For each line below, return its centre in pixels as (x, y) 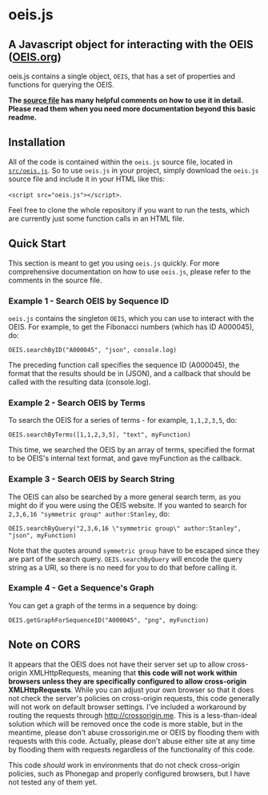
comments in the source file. (55, 280)
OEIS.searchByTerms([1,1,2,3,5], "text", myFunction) (100, 435)
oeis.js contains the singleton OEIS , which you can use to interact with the (131, 318)
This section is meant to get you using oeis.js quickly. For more (114, 263)
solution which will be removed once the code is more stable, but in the (126, 724)
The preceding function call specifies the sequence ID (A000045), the (124, 365)
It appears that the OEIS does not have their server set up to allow (117, 664)
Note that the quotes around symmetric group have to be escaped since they (134, 550)
